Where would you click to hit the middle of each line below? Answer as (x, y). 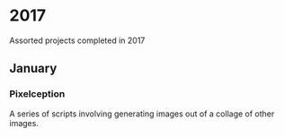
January (33, 68)
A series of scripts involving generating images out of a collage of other (142, 114)
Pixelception (37, 94)
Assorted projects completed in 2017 (77, 40)
